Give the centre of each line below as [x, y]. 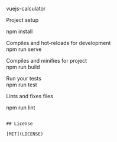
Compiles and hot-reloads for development [58, 43]
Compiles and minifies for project [47, 61]
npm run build [23, 67]
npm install [19, 31]
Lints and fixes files [30, 96]
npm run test [22, 85]
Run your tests [24, 78]
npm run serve [24, 49]
